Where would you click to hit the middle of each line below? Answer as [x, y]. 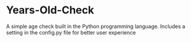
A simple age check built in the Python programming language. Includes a [96, 26]
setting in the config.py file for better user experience [71, 32]
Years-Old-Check [50, 10]
